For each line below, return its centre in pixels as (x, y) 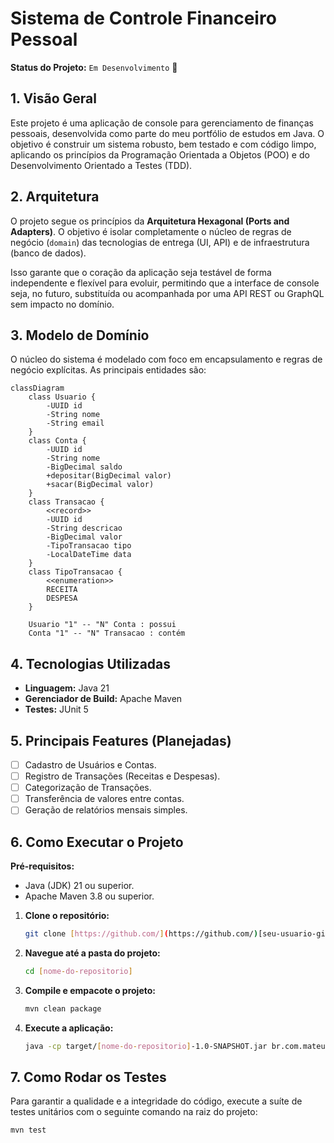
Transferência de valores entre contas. (104, 799)
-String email (75, 423)
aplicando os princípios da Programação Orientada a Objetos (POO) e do (160, 154)
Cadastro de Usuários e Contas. (90, 765)
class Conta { (57, 441)
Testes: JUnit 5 (56, 709)
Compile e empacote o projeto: (90, 990)
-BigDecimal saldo (84, 467)
